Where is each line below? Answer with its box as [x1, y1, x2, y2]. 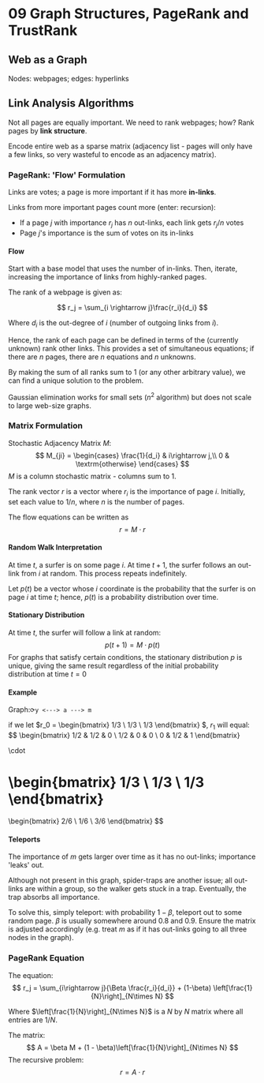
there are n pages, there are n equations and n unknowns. [8, 352, 196, 362]
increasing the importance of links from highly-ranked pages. [8, 272, 207, 282]
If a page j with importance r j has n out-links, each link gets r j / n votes [19, 218, 244, 229]
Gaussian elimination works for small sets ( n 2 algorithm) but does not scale [8, 391, 252, 402]
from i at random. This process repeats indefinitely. [20, 568, 188, 578]
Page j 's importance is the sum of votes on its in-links [19, 228, 195, 238]
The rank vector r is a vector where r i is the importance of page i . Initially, [8, 486, 246, 498]
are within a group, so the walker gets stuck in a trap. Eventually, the [24, 884, 247, 894]
